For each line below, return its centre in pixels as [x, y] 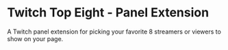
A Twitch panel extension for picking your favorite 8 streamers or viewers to [114, 32]
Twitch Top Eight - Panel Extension [108, 13]
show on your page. [35, 38]
